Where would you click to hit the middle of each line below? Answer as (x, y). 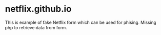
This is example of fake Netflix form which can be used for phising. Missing (81, 22)
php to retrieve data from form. (36, 27)
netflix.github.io (38, 9)
